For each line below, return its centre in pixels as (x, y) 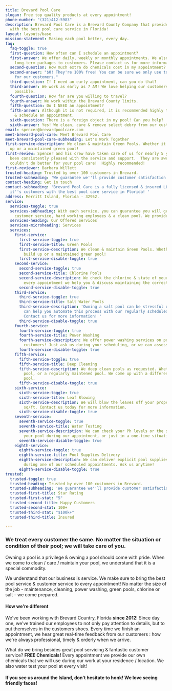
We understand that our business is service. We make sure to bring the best (85, 578)
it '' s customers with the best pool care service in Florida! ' (80, 192)
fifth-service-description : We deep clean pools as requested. (88, 369)
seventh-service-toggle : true (51, 422)
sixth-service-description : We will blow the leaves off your (87, 402)
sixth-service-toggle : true (49, 393)
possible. (25, 91)
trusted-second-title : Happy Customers (52, 503)
